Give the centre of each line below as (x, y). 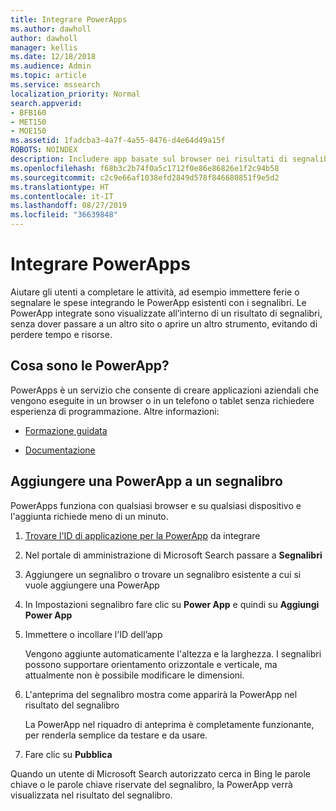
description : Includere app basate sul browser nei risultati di (149, 159)
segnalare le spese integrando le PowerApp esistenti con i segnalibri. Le (158, 302)
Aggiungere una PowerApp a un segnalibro (146, 481)
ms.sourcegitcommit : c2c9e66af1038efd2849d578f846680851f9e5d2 (145, 177)
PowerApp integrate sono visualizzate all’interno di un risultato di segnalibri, (166, 313)
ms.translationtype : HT (60, 187)
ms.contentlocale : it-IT (62, 196)
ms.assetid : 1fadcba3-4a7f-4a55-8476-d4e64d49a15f (118, 141)
